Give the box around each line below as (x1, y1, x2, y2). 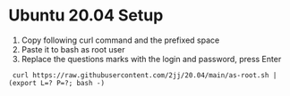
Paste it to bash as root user (21, 44, 126, 54)
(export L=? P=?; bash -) (8, 78, 105, 87)
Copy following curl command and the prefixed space (21, 35, 220, 45)
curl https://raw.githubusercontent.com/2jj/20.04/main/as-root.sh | (12, 70, 277, 80)
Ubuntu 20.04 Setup (8, 5, 164, 26)
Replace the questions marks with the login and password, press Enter (21, 53, 282, 64)
